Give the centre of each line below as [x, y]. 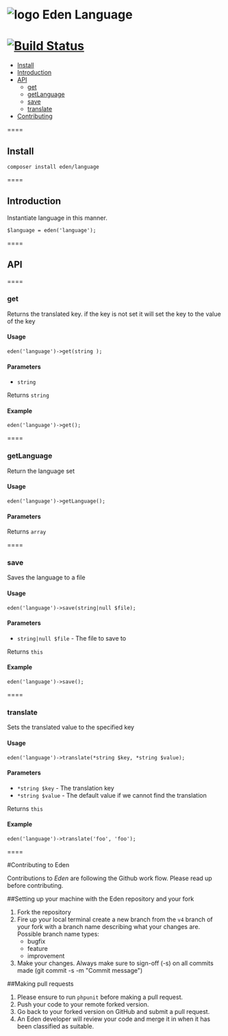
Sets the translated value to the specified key [71, 727]
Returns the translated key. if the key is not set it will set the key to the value [114, 314]
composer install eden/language [53, 167]
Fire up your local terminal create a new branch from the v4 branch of [115, 919]
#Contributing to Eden [38, 864]
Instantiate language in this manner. [57, 218]
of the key [21, 321]
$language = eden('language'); [52, 230]
